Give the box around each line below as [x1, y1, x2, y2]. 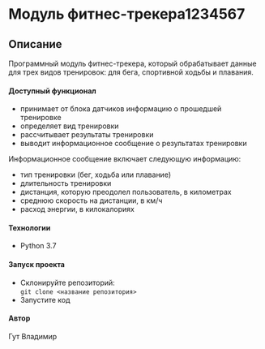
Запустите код [19, 295, 71, 304]
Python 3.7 [19, 241, 57, 251]
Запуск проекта [8, 260, 65, 269]
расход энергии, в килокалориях [19, 205, 135, 214]
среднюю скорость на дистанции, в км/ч [19, 196, 163, 205]
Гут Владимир [8, 331, 58, 341]
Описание [8, 37, 62, 51]
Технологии [8, 222, 51, 232]
